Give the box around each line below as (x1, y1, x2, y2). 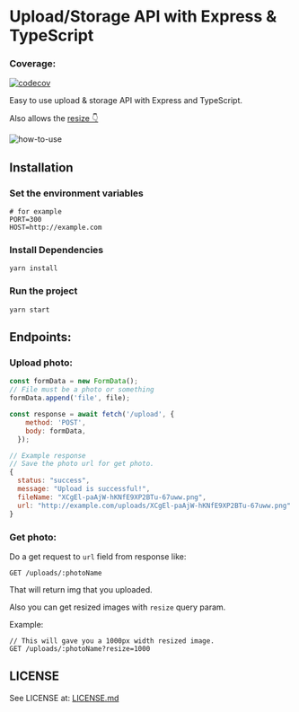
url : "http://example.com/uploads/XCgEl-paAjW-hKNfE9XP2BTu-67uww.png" (17, 501, 292, 510)
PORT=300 (9, 215, 42, 224)
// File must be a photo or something (9, 385, 154, 394)
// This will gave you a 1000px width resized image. (9, 636, 215, 646)
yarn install (9, 264, 58, 273)
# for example (9, 207, 63, 216)
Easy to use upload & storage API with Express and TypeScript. (9, 95, 243, 106)
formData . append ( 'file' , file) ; (9, 393, 130, 403)
